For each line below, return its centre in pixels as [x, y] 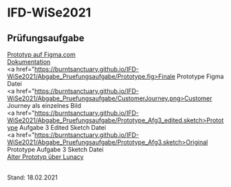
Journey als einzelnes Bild [44, 106]
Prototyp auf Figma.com [41, 54]
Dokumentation [29, 62]
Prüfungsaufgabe [46, 38]
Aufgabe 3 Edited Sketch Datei [63, 128]
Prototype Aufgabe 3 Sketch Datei [56, 150]
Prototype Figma [200, 76]
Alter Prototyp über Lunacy [45, 157]
